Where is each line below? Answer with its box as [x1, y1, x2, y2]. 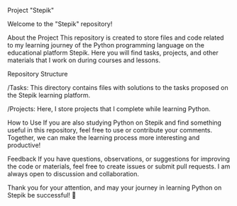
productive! [7, 141, 41, 149]
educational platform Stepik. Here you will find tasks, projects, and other [7, 49, 219, 57]
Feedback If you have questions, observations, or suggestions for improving [7, 155, 231, 163]
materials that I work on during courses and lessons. [7, 56, 161, 64]
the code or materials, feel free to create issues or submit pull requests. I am [7, 162, 231, 171]
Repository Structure [7, 70, 69, 78]
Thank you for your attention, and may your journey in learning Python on [7, 183, 222, 192]
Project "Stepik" [7, 6, 55, 14]
